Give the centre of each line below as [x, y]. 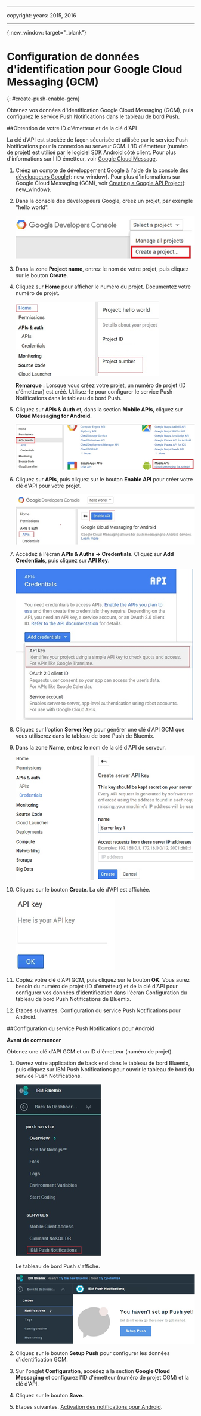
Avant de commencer [34, 1040]
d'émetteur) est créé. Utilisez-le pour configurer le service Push [94, 392]
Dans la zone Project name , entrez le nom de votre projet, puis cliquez [102, 269]
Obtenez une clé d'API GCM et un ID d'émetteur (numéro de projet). [90, 1051]
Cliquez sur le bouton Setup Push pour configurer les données [92, 1353]
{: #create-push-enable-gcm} [43, 99]
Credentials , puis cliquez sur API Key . [62, 560]
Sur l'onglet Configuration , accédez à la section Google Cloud [93, 1371]
